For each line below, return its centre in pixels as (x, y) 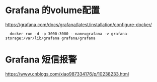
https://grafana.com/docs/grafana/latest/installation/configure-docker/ (78, 24)
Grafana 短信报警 (41, 60)
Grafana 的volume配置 (53, 10)
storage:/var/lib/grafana (32, 38)
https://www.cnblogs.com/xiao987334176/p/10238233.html (67, 74)
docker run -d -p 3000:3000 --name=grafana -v (59, 34)
